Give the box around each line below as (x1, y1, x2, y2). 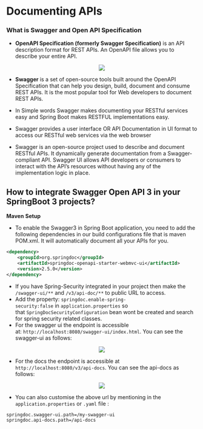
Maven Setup (6, 213, 41, 220)
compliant (15, 156, 41, 163)
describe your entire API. (15, 53, 78, 60)
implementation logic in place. (15, 169, 90, 177)
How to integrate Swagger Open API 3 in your (6, 187, 181, 197)
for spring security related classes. (15, 315, 102, 322)
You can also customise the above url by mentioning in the (15, 393, 162, 400)
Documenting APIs (6, 4, 103, 18)
